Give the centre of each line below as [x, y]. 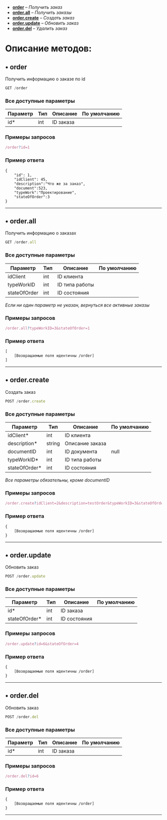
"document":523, [31, 188]
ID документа [81, 452]
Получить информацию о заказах [41, 233]
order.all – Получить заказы [42, 12]
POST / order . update [25, 576]
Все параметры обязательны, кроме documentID [58, 480]
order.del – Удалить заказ [40, 28]
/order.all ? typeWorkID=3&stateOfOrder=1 [48, 328]
